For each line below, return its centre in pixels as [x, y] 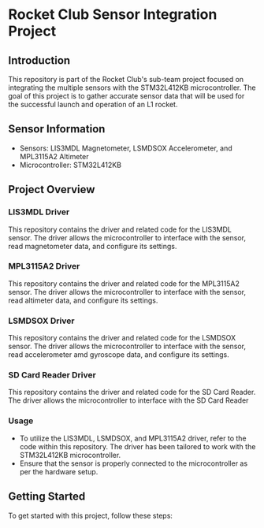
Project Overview [52, 190]
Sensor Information [57, 129]
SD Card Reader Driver [52, 375]
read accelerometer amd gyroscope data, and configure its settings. [119, 355]
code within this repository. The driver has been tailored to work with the [138, 446]
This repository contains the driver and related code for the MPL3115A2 [124, 283]
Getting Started [47, 497]
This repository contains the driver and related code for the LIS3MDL [120, 229]
